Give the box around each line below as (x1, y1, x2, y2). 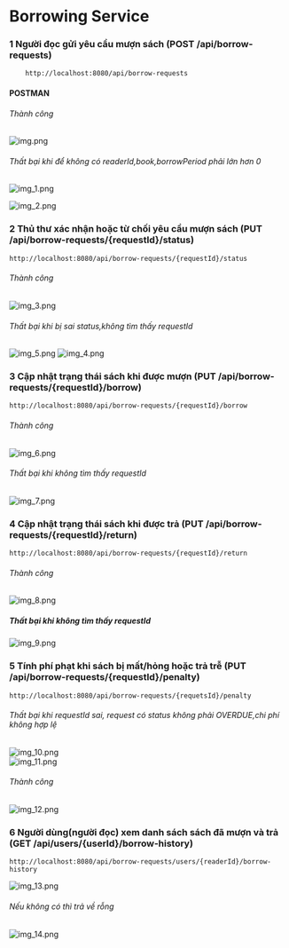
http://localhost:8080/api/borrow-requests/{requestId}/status (9, 254, 248, 263)
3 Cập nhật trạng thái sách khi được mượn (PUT (9, 370, 216, 383)
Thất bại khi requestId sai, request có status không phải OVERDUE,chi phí (9, 710, 280, 721)
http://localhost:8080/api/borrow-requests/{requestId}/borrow (9, 401, 248, 410)
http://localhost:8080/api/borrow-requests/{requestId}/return (9, 549, 248, 558)
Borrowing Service (9, 6, 150, 27)
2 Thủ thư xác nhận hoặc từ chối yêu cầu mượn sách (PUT (9, 223, 263, 235)
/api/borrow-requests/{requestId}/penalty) (9, 671, 200, 683)
